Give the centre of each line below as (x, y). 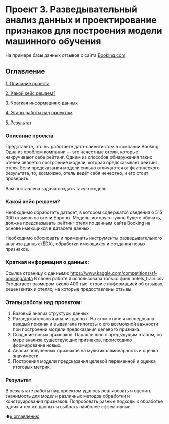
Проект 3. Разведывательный (71, 9)
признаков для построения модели (84, 31)
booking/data (19, 278)
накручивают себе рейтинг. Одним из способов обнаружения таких (79, 157)
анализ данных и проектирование (81, 20)
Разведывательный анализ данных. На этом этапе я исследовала (83, 318)
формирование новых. (37, 345)
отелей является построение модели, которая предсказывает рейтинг (81, 163)
